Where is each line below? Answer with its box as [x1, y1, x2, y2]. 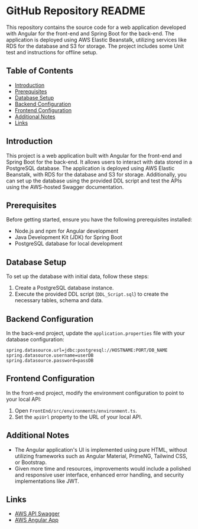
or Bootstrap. [14, 459, 47, 466]
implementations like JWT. [14, 477, 80, 485]
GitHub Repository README [6, 4, 146, 18]
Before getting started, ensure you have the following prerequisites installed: [6, 216, 193, 223]
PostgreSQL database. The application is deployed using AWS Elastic [6, 164, 175, 172]
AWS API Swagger [14, 510, 60, 517]
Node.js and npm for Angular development [14, 227, 119, 234]
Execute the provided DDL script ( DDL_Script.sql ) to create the [14, 290, 168, 298]
